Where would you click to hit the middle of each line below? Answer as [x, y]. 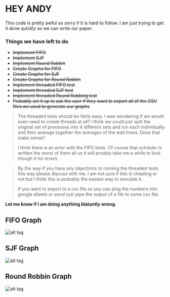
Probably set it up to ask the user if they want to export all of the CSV [85, 101]
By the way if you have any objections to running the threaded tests [88, 169]
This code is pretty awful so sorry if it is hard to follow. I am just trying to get [84, 23]
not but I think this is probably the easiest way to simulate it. [80, 179]
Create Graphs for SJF [36, 74]
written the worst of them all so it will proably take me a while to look [89, 153]
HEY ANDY [29, 9]
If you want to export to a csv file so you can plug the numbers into [88, 189]
